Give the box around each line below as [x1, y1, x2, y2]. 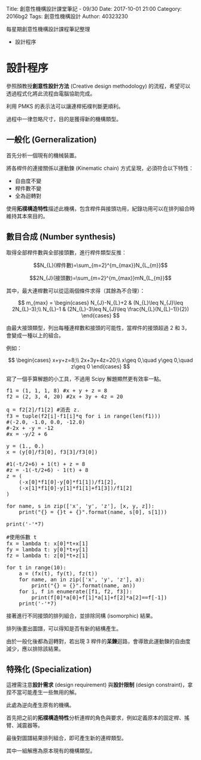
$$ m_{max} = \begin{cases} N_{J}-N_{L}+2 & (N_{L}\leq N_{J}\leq [17, 299, 184, 306]
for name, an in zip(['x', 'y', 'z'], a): [19, 576, 145, 583]
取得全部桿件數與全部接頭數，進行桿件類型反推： [6, 248, 127, 256]
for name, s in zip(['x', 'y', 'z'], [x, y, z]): [6, 503, 155, 509]
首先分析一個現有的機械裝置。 [6, 152, 80, 159]
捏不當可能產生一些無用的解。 [6, 689, 80, 696]
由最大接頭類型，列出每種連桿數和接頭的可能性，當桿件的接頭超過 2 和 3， [6, 324, 190, 331]
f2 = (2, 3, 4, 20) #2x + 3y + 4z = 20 [6, 393, 123, 400]
